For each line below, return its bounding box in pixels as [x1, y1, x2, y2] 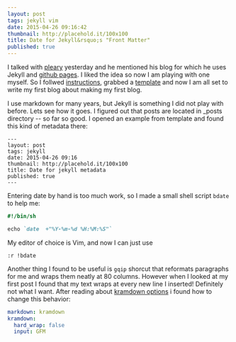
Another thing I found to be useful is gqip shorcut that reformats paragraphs [7, 264, 229, 273]
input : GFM [13, 328, 46, 336]
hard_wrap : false [13, 321, 65, 329]
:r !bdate [7, 252, 37, 259]
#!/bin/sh [7, 213, 37, 220]
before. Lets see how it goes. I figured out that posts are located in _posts [7, 107, 223, 115]
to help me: [7, 199, 40, 207]
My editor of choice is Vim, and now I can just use [7, 238, 154, 247]
